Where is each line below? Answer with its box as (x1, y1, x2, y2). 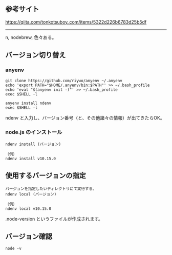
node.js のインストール (5, 129, 62, 136)
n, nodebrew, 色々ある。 (5, 34, 57, 40)
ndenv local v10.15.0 (5, 206, 52, 211)
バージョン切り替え (5, 51, 66, 60)
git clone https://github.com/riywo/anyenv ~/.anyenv (5, 78, 123, 83)
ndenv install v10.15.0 (5, 156, 56, 161)
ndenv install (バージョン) (5, 142, 61, 147)
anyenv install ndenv (5, 101, 52, 106)
